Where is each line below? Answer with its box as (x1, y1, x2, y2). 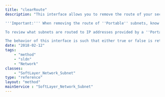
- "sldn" (14, 57, 32, 62)
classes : (5, 66, 23, 71)
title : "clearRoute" (5, 7, 48, 12)
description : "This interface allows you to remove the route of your (5, 12, 153, 17)
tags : (5, 48, 16, 53)
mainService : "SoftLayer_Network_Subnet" (5, 84, 93, 89)
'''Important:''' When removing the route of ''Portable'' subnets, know (5, 21, 160, 26)
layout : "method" (5, 80, 41, 85)
